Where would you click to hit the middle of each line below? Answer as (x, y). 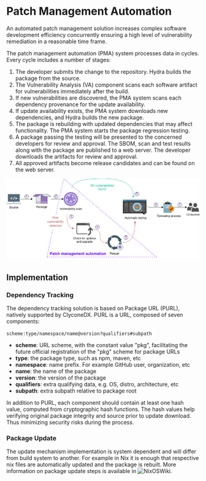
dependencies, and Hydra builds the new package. (79, 117)
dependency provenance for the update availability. (80, 104)
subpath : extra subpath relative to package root (76, 391)
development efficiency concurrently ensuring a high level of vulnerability (99, 34)
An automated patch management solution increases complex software (97, 28)
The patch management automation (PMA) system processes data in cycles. (103, 53)
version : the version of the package (60, 378)
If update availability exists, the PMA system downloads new (92, 111)
